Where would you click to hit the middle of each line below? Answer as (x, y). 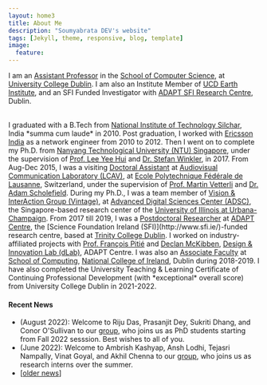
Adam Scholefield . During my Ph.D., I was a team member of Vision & (122, 193)
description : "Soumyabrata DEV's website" (80, 30)
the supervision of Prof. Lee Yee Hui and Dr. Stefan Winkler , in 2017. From (128, 159)
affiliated (23, 244)
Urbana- (243, 210)
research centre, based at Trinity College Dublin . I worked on (108, 235)
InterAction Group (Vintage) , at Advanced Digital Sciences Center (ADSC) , (130, 201)
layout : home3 (32, 16)
